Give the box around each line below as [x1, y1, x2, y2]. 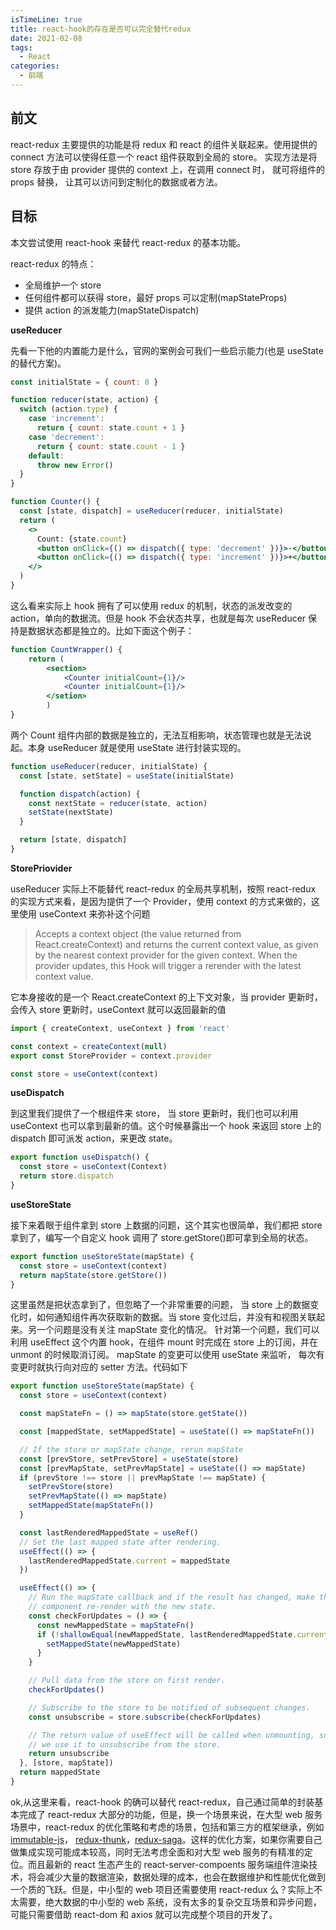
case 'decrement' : [28, 432, 105, 442]
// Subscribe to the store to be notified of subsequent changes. [28, 1702, 311, 1713]
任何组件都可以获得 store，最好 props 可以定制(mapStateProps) [24, 291, 288, 303]
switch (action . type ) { [19, 404, 118, 415]
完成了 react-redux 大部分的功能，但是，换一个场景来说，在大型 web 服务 [18, 1808, 323, 1820]
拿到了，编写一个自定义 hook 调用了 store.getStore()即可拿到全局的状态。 [10, 1231, 314, 1243]
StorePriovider [10, 862, 73, 874]
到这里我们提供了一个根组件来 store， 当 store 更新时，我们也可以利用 [10, 1107, 299, 1120]
